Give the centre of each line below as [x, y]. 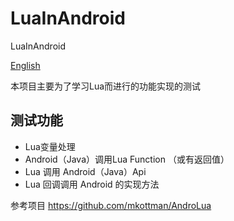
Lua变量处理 [50, 146]
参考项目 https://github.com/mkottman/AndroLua [111, 205]
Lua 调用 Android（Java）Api [85, 171]
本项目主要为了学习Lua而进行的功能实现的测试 [106, 86]
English [25, 65]
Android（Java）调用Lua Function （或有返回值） [127, 159]
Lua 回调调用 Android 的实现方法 [92, 184]
